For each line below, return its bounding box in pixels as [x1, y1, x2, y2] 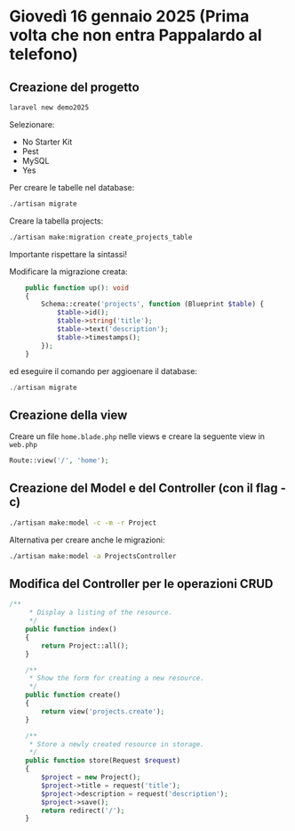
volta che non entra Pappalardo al [9, 25, 262, 45]
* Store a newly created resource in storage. [28, 739, 204, 749]
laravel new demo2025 [9, 103, 90, 112]
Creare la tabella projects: [9, 216, 104, 226]
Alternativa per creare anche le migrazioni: [9, 534, 165, 545]
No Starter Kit [21, 136, 73, 147]
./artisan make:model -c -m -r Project [9, 518, 157, 527]
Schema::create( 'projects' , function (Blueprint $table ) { [41, 300, 265, 309]
